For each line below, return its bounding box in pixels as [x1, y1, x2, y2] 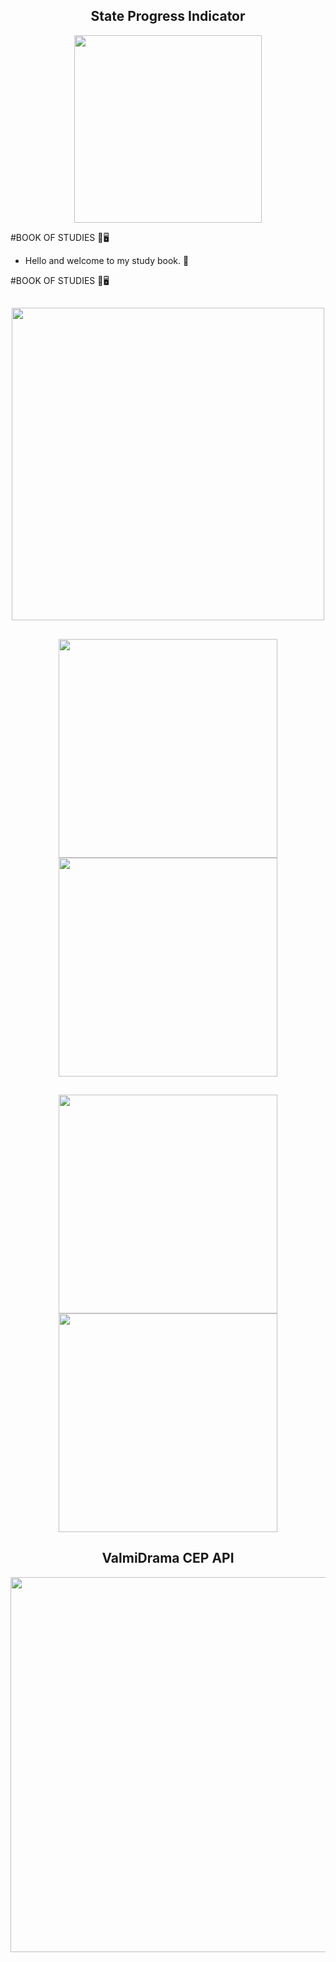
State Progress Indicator [90, 8, 246, 25]
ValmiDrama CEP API [101, 1550, 235, 1567]
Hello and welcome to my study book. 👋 [24, 254, 190, 266]
